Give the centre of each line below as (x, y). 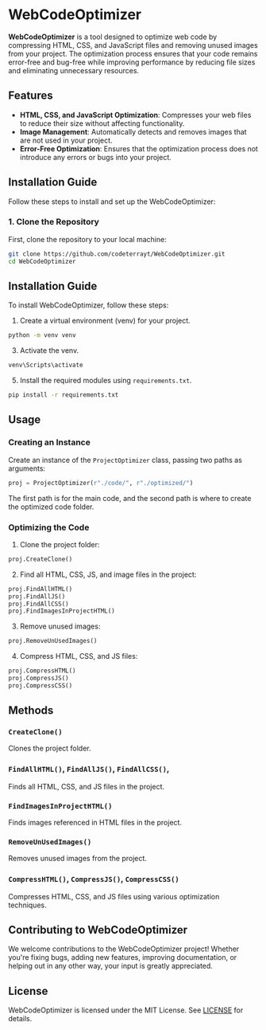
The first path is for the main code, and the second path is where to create (130, 498)
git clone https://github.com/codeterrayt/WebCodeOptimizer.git (117, 254)
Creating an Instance (50, 442)
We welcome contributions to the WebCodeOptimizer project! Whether (124, 949)
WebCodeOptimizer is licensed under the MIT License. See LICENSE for (126, 1010)
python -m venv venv (42, 335)
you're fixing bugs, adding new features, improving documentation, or (123, 958)
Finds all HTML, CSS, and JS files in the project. (87, 786)
